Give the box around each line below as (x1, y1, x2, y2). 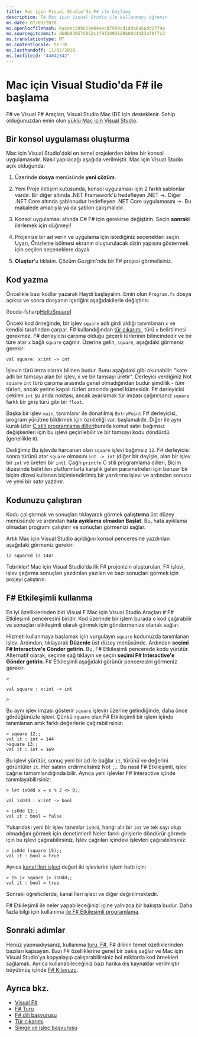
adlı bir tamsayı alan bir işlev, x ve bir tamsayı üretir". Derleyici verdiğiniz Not (6, 373, 192, 380)
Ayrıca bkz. (6, 984, 49, 994)
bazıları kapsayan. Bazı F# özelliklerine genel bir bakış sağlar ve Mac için (6, 947, 183, 955)
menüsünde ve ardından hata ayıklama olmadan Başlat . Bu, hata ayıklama (6, 517, 187, 524)
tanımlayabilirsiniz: (6, 776, 51, 783)
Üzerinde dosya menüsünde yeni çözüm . (14, 174, 116, 181)
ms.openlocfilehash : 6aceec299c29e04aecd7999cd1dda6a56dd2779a (6, 25, 165, 31)
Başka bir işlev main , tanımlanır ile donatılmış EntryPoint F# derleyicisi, (6, 410, 177, 417)
